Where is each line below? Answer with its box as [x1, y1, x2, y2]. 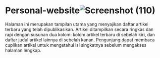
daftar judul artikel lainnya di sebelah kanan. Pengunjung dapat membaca [5, 37, 155, 43]
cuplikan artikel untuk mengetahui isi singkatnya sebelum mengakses [5, 42, 147, 48]
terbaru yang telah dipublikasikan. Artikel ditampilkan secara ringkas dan [5, 26, 154, 32]
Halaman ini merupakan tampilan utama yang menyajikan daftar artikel [5, 21, 149, 27]
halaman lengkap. [5, 47, 42, 53]
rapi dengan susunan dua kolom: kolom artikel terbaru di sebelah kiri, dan [5, 31, 155, 37]
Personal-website [5, 5, 80, 16]
